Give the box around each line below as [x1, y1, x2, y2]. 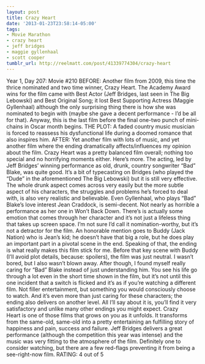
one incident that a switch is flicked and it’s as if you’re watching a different [6, 279, 196, 286]
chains [6, 123, 23, 130]
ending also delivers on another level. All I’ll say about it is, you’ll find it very [6, 298, 197, 306]
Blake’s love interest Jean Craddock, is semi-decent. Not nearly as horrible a [6, 200, 199, 208]
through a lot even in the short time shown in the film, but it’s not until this [6, 272, 192, 279]
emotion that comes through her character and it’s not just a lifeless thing [6, 214, 191, 221]
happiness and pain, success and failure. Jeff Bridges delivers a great [6, 324, 182, 332]
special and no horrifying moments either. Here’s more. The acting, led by [6, 155, 192, 162]
